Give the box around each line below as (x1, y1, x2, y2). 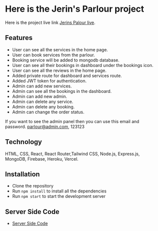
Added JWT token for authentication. (12, 78, 87, 84)
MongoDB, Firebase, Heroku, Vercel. (5, 156, 79, 162)
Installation (5, 170, 40, 178)
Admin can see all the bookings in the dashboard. (12, 88, 112, 94)
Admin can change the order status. (12, 109, 84, 115)
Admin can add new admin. (12, 93, 67, 99)
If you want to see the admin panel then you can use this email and (5, 118, 139, 124)
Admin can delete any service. (12, 99, 74, 105)
